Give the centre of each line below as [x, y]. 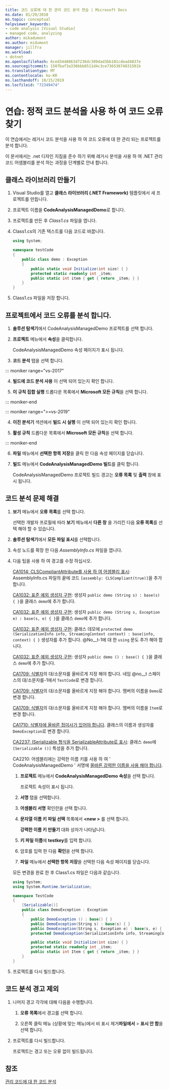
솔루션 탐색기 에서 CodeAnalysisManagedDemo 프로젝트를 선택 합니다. [83, 328]
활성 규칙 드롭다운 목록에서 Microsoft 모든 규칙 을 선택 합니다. [73, 432]
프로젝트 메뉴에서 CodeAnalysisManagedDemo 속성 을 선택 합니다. [88, 776]
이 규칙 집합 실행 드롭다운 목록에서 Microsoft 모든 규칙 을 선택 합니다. [80, 392]
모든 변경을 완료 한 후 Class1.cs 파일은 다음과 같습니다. [67, 872]
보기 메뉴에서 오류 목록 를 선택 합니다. [49, 511]
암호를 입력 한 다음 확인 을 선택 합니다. [57, 851]
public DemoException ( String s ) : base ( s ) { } [81, 924]
